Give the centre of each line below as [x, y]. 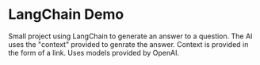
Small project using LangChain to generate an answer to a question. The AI [130, 36]
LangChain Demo [66, 14]
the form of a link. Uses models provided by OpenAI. [94, 52]
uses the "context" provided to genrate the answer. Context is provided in [128, 44]
